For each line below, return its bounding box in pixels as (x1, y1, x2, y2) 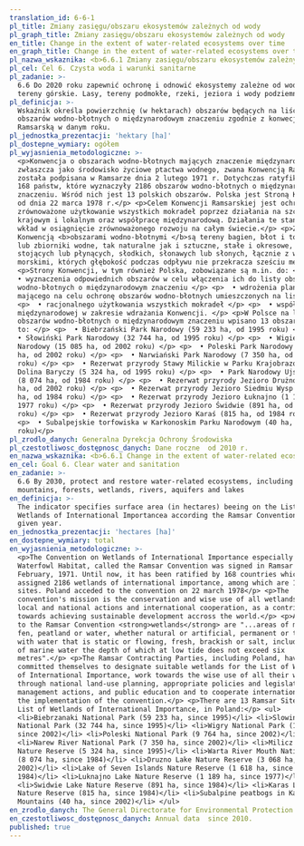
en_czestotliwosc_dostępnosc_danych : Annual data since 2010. (9, 814, 253, 823)
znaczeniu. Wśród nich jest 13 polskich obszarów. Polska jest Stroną (17, 190, 290, 199)
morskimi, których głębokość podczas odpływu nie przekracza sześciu (17, 258, 285, 267)
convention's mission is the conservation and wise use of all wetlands (17, 595, 298, 604)
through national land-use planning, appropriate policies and (17, 679, 261, 688)
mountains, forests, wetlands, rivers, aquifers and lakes (17, 485, 245, 494)
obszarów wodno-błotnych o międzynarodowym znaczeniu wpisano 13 (17, 316, 270, 326)
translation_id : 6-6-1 (9, 13, 95, 23)
